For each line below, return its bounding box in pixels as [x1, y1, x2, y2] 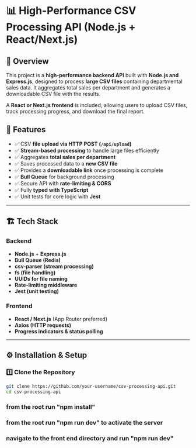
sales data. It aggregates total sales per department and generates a [6, 84, 171, 91]
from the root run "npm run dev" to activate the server [6, 419, 163, 427]
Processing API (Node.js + [6, 20, 136, 34]
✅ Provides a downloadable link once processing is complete [14, 167, 163, 174]
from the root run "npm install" [6, 403, 96, 411]
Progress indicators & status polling [14, 328, 103, 335]
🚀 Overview [6, 56, 49, 66]
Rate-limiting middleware [14, 281, 78, 288]
